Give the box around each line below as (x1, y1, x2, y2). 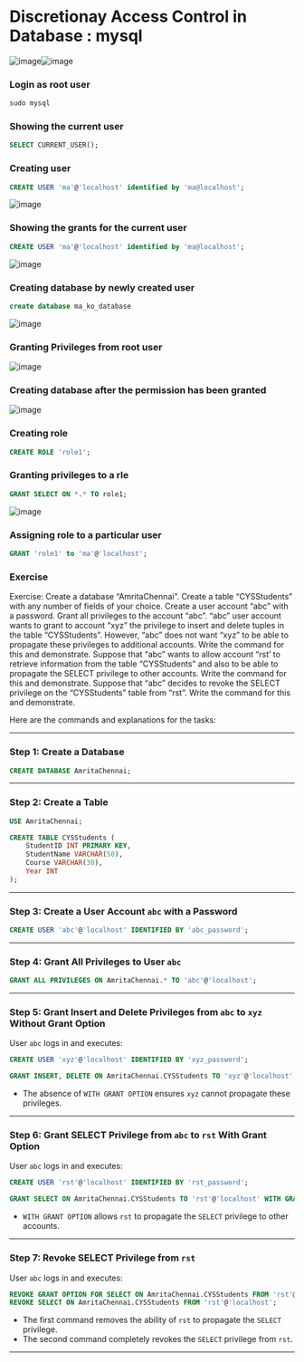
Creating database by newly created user (9, 281, 195, 293)
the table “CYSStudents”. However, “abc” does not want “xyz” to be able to (9, 629, 290, 640)
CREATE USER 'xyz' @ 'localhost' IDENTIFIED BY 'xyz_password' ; (9, 1055, 249, 1065)
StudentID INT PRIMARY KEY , (25, 841, 131, 850)
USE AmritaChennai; (9, 817, 83, 826)
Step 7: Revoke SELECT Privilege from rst (9, 1252, 196, 1264)
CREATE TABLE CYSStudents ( (9, 833, 116, 842)
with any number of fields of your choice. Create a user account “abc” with (9, 600, 290, 612)
